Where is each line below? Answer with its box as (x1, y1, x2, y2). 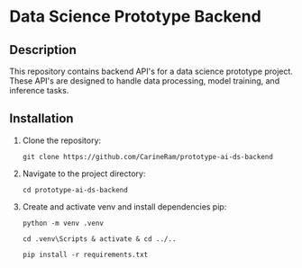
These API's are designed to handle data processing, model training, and (9, 76, 280, 86)
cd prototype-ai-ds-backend (22, 185, 128, 194)
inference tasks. (9, 85, 69, 95)
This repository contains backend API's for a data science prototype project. (9, 66, 293, 76)
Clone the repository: (22, 135, 102, 146)
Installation (9, 111, 74, 127)
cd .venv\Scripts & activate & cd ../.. (22, 234, 177, 244)
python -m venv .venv (22, 219, 104, 228)
